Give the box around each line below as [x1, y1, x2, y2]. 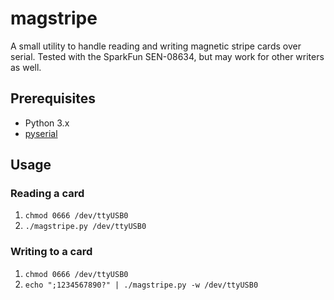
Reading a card [10, 187, 85, 201]
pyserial [24, 127, 58, 139]
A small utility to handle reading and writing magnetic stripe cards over [10, 40, 302, 52]
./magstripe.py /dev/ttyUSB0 [24, 222, 147, 232]
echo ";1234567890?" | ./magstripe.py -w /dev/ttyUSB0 [24, 280, 259, 290]
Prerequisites [10, 90, 96, 107]
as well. [10, 61, 42, 73]
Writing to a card [10, 245, 93, 259]
